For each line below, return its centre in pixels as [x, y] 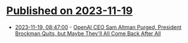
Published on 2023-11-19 [70, 11]
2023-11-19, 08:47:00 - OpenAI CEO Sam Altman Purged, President [98, 27]
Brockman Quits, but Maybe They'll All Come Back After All [88, 33]
